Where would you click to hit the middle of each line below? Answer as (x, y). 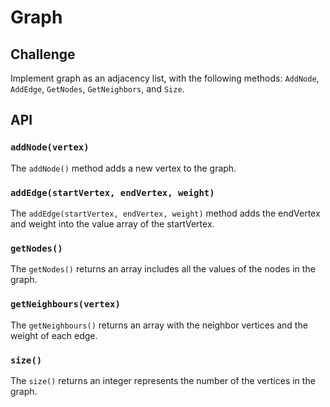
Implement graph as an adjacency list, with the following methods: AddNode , (165, 78)
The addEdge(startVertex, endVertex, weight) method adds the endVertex (165, 213)
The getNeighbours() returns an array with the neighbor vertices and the (159, 325)
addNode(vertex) (50, 147)
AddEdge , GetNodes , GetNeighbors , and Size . (97, 89)
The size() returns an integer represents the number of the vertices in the (163, 380)
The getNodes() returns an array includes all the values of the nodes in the (163, 269)
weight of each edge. (54, 335)
